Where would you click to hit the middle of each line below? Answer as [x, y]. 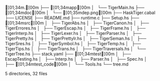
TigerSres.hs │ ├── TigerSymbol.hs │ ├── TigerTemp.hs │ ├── [73, 43]
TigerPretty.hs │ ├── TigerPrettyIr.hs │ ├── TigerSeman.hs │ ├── [76, 38]
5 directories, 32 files [26, 73]
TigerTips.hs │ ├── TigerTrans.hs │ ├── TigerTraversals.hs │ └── [76, 49]
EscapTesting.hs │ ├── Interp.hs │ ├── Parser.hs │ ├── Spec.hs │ [76, 59]
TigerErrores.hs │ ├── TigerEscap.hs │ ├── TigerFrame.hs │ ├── [75, 28]
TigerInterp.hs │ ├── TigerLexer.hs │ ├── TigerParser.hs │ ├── [73, 33]
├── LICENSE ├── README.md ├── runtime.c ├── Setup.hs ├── [72, 18]
